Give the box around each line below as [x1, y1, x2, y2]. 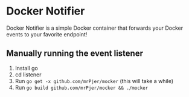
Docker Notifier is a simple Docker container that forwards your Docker [6, 24, 183, 32]
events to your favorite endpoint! [6, 30, 88, 38]
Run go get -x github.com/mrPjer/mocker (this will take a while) [14, 77, 174, 84]
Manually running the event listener [6, 48, 144, 59]
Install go [14, 64, 38, 72]
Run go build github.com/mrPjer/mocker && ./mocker [14, 84, 149, 91]
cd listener [14, 71, 42, 78]
